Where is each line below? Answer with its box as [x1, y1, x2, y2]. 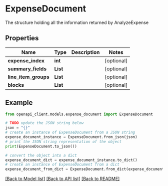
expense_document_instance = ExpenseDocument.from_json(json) [5, 135, 137, 140]
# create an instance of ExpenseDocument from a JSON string [5, 130, 135, 135]
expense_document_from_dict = [5, 167, 68, 172]
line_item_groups [7, 73, 49, 80]
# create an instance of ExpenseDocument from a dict [5, 162, 120, 167]
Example [5, 98, 33, 107]
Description [71, 48, 100, 55]
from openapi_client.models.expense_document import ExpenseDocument [5, 112, 153, 117]
